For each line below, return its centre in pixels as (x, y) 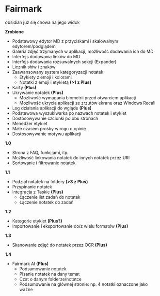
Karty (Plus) (24, 87)
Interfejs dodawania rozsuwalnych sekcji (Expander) (64, 62)
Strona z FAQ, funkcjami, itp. (40, 152)
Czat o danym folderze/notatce (50, 279)
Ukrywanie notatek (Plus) (38, 93)
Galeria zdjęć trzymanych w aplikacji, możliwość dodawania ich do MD (83, 51)
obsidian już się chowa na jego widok (42, 22)
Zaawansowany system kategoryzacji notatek (58, 72)
